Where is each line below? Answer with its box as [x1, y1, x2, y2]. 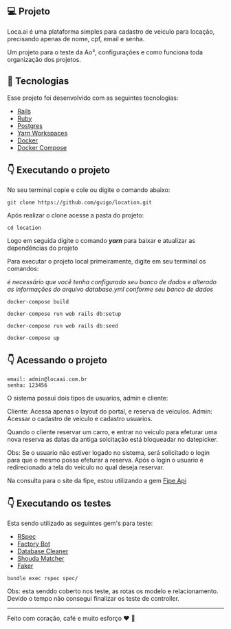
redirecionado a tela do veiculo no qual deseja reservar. [7, 463, 165, 471]
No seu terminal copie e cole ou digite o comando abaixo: [7, 186, 170, 194]
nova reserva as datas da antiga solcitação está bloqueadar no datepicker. [7, 436, 219, 444]
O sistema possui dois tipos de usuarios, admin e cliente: [7, 394, 168, 403]
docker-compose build [7, 299, 69, 306]
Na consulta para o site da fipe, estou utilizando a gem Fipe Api [7, 477, 187, 485]
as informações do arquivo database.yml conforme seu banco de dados [7, 285, 214, 294]
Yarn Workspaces [16, 129, 68, 137]
